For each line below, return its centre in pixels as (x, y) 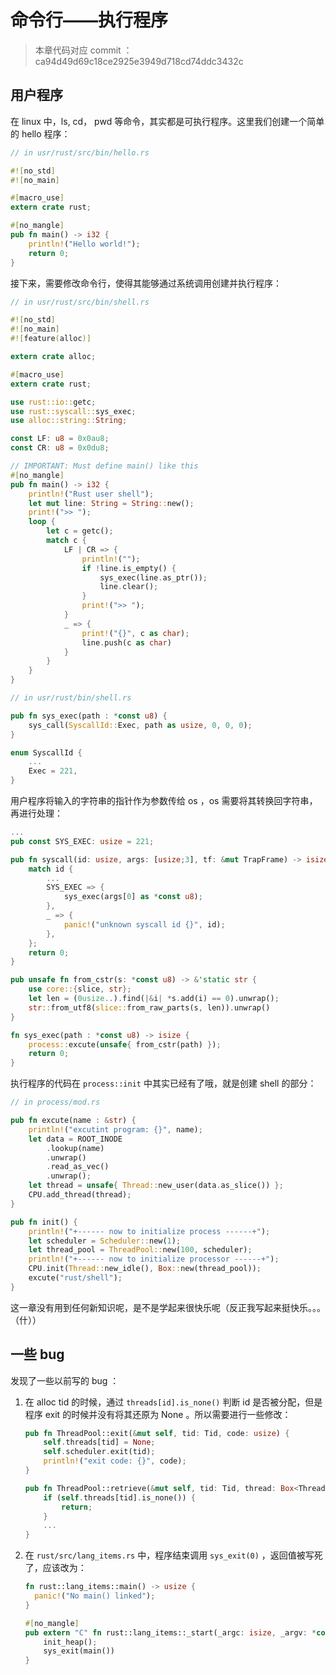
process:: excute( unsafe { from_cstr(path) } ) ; (125, 1044)
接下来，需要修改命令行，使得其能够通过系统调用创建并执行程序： (146, 283)
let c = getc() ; (80, 531)
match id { (51, 869)
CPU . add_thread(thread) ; (80, 1195)
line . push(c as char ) (126, 642)
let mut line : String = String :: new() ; (111, 503)
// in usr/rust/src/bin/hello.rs (80, 152)
